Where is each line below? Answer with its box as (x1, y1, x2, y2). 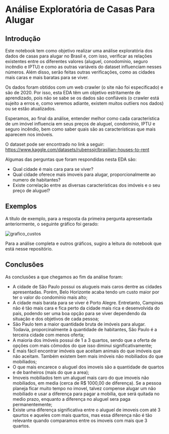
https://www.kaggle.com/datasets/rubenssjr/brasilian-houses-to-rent (5, 147, 150, 152)
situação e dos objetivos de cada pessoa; (12, 316, 99, 322)
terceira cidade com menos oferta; (12, 332, 85, 338)
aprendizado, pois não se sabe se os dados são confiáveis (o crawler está (5, 95, 159, 101)
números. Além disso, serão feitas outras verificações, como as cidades (5, 69, 155, 75)
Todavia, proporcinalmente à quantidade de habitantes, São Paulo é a (12, 326, 157, 332)
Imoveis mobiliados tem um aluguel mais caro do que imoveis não (12, 375, 149, 381)
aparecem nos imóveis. (5, 132, 54, 137)
